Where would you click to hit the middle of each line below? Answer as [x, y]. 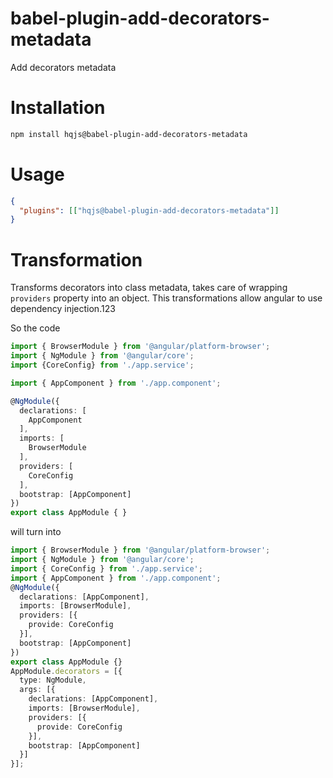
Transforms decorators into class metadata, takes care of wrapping [149, 288]
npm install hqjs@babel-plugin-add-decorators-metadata [129, 134]
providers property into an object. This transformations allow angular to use [166, 298]
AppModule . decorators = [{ [66, 671]
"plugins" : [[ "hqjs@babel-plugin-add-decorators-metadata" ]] [149, 210]
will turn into [36, 532]
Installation [58, 108]
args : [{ [37, 690]
